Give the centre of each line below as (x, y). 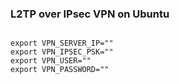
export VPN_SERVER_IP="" (62, 43)
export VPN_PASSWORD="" (60, 70)
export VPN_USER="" (51, 61)
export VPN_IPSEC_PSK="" (62, 52)
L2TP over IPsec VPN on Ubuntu (90, 14)
